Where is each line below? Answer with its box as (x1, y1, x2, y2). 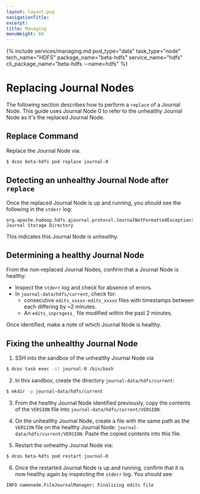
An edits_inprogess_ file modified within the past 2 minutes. (23, 309, 172, 317)
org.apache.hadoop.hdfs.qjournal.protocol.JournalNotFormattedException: (6, 217, 195, 223)
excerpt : (6, 20, 28, 26)
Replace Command (6, 131, 79, 141)
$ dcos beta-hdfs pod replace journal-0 (6, 158, 109, 165)
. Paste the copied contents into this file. (81, 430, 181, 437)
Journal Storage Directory (6, 222, 74, 228)
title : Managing (6, 25, 47, 32)
